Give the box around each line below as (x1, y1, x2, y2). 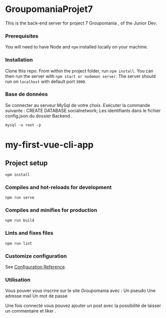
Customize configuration (5, 252, 67, 259)
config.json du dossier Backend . (5, 112, 73, 118)
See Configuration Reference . (5, 264, 66, 270)
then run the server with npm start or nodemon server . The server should (5, 73, 156, 79)
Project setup (5, 159, 48, 167)
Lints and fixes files (5, 229, 54, 236)
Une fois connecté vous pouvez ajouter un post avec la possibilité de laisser (5, 302, 161, 308)
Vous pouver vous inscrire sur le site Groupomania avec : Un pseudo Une (5, 287, 156, 293)
